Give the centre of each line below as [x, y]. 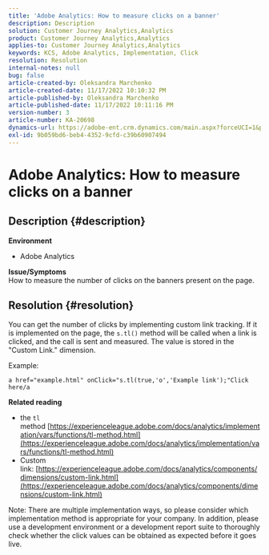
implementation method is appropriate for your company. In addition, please [133, 519]
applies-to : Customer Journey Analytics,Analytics [94, 46]
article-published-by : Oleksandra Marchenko [84, 98]
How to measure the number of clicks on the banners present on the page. [131, 280]
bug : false [26, 75]
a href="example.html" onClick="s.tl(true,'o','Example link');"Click [128, 381]
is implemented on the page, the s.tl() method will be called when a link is [133, 333]
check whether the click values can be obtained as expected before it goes [132, 536]
